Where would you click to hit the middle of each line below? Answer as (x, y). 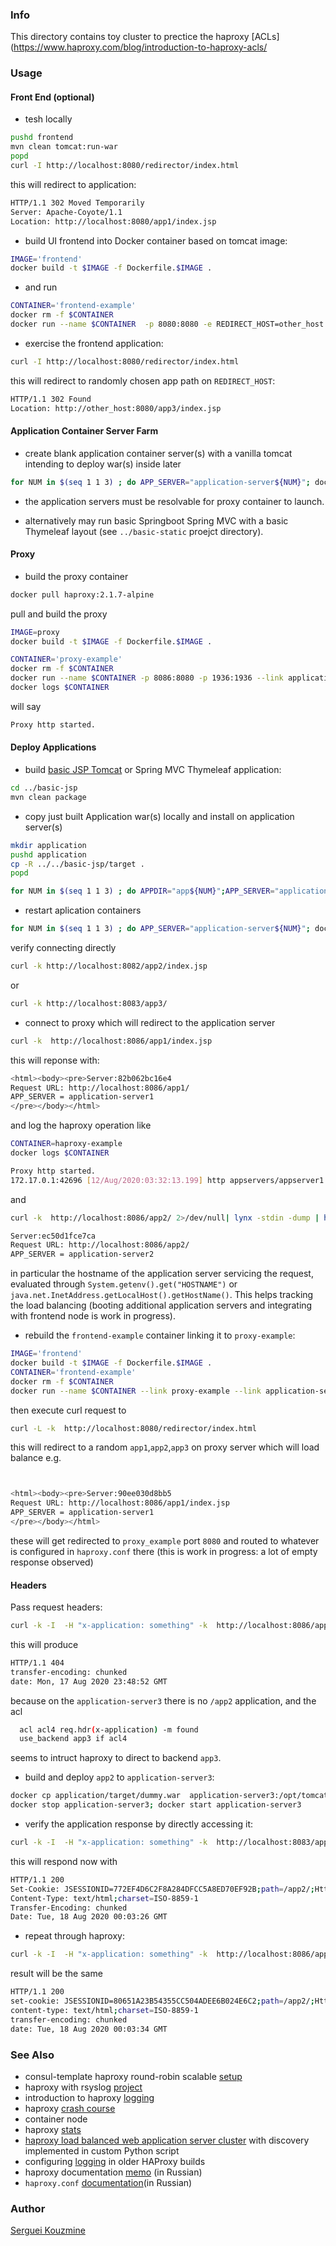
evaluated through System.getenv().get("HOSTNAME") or (124, 1284)
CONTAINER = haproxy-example (66, 1144)
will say (26, 706)
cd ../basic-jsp (44, 788)
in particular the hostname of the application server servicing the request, (162, 1274)
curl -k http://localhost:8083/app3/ (89, 1003)
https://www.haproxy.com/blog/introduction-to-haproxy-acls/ (140, 47)
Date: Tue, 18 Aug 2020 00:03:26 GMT (89, 1917)
